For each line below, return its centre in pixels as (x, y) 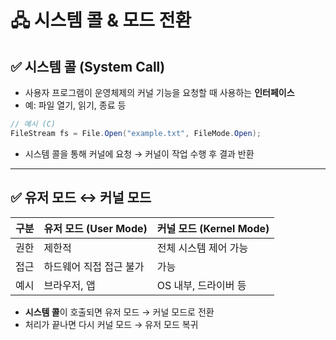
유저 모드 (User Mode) (95, 228)
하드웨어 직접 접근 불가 (94, 266)
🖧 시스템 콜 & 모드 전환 (101, 20)
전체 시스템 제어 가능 (202, 248)
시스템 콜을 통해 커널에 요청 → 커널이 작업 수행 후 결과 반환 (139, 153)
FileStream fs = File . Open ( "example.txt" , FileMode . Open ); (136, 133)
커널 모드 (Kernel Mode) (213, 228)
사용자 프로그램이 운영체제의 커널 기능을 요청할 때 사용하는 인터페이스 (159, 92)
